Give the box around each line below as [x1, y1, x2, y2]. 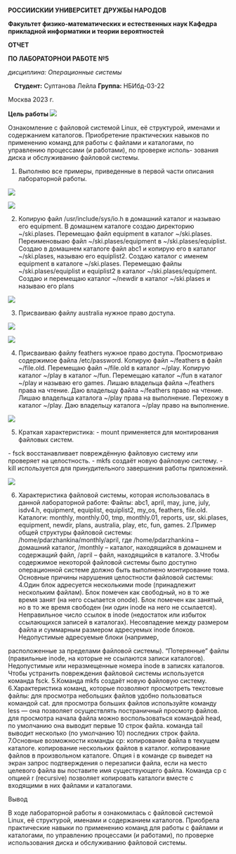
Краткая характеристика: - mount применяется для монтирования [18, 428, 219, 436]
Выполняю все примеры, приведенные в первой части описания [18, 167, 214, 175]
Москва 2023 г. [8, 95, 55, 103]
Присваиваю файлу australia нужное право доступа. [18, 309, 176, 317]
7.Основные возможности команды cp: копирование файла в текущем [8, 736, 220, 745]
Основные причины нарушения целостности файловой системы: [18, 573, 214, 582]
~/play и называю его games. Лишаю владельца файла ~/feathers [18, 379, 215, 387]
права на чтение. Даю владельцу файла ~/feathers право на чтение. [18, 387, 223, 394]
